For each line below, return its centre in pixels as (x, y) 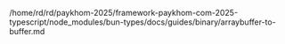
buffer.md (27, 31)
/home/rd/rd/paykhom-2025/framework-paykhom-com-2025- (124, 13)
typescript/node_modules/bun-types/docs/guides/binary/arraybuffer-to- (142, 22)
